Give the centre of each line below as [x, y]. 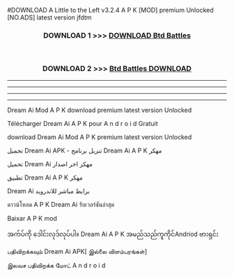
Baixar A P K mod [32, 218]
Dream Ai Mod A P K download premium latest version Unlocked [100, 110]
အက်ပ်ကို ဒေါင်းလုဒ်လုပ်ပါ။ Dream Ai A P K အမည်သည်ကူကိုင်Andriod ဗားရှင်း [113, 234]
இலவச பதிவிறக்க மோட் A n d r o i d [56, 265]
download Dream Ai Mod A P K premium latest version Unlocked [100, 137]
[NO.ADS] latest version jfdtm [49, 17]
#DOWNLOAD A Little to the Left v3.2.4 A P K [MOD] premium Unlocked [110, 10]
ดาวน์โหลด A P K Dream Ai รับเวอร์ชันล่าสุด [61, 204]
